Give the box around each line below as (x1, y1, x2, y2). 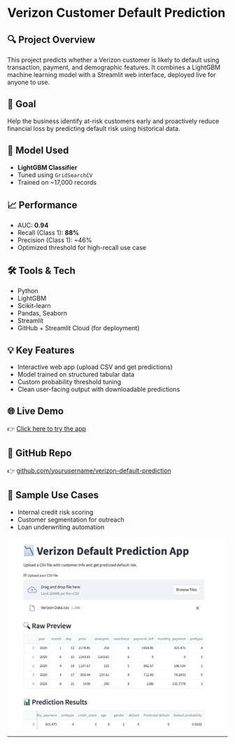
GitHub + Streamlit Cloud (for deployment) (17, 324, 140, 332)
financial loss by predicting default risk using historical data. (7, 124, 180, 132)
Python (17, 287, 38, 295)
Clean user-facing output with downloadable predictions (17, 385, 180, 393)
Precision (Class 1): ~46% (17, 236, 92, 244)
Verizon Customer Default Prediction (7, 5, 226, 21)
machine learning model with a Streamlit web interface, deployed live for (7, 71, 216, 78)
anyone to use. (7, 78, 50, 86)
